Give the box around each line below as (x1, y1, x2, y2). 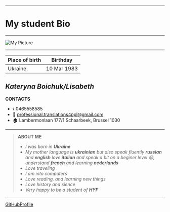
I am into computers (25, 170, 67, 176)
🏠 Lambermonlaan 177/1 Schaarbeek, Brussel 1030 (12, 117, 120, 123)
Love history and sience (25, 181, 76, 187)
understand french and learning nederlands (25, 160, 119, 166)
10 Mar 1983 (46, 65, 78, 72)
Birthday (51, 56, 73, 64)
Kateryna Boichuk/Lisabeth (5, 82, 95, 91)
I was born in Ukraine (25, 143, 71, 149)
